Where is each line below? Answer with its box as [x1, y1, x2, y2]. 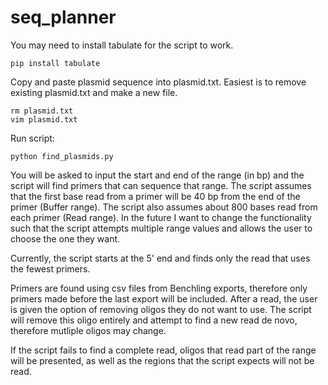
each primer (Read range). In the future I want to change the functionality [10, 211, 312, 223]
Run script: [10, 132, 55, 144]
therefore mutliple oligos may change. [10, 324, 167, 336]
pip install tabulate [10, 58, 101, 68]
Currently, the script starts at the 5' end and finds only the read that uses [10, 252, 311, 264]
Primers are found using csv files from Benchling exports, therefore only [10, 282, 308, 294]
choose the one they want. [10, 232, 121, 245]
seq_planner [10, 6, 117, 29]
